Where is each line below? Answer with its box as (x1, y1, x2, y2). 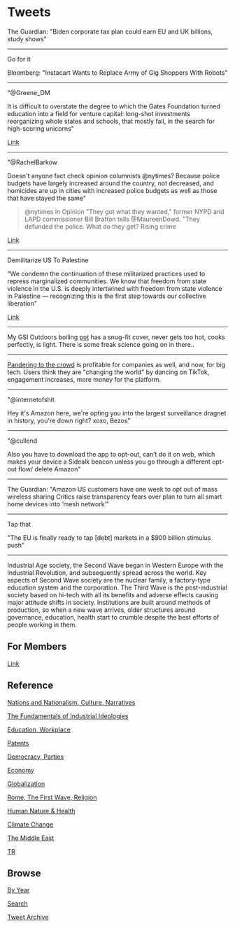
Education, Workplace (7, 725, 71, 734)
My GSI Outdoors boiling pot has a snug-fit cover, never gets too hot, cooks (7, 333, 225, 341)
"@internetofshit (7, 395, 55, 404)
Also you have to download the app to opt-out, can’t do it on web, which (7, 450, 215, 458)
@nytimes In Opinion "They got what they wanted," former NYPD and (24, 207, 225, 215)
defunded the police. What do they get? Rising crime (24, 222, 176, 231)
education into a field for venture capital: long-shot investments (7, 109, 191, 117)
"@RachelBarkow (7, 158, 58, 166)
